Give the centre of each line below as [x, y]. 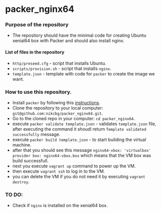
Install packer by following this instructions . [56, 102]
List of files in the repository [35, 52]
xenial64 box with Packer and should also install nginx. [68, 41]
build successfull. [30, 160]
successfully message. [36, 134]
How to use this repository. [39, 92]
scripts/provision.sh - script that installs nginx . [62, 69]
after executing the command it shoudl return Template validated [79, 129]
